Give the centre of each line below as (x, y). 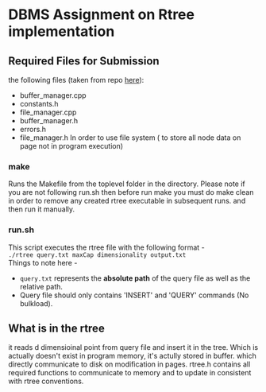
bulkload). (36, 303)
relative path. (41, 286)
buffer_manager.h (49, 120)
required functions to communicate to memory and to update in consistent (130, 373)
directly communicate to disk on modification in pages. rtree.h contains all (129, 364)
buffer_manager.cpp (53, 95)
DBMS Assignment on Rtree (101, 15)
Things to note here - (43, 262)
